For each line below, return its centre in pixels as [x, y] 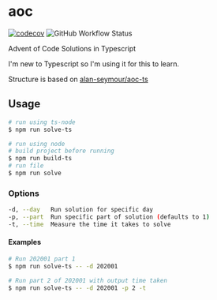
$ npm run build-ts [40, 159]
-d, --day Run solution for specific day [81, 210]
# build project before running [61, 151]
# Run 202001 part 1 [42, 259]
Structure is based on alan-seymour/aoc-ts [78, 79]
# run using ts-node [42, 122]
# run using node [37, 144]
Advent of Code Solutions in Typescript [72, 48]
